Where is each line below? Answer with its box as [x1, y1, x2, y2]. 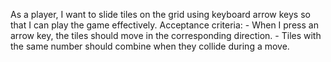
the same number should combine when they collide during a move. [10, 40, 290, 52]
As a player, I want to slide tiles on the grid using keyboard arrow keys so [10, 9, 311, 20]
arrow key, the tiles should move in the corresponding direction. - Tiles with [10, 30, 322, 41]
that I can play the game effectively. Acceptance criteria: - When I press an [10, 19, 319, 31]
